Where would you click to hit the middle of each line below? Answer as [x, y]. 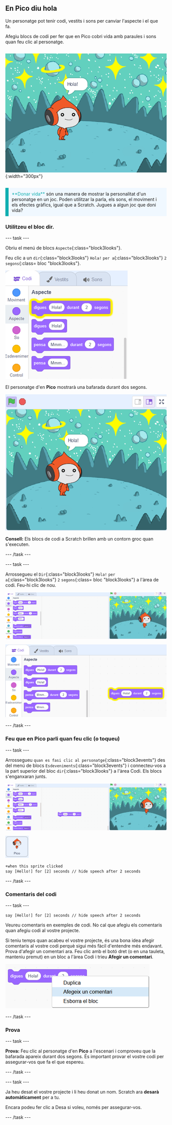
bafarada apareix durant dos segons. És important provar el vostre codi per [85, 1057]
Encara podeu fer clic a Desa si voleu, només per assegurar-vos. [74, 1108]
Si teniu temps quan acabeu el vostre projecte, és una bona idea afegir [80, 940]
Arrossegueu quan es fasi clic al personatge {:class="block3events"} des [85, 760]
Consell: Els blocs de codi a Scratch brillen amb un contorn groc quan [79, 539]
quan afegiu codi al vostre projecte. [43, 930]
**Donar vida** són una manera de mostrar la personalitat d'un [79, 194]
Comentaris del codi [31, 894]
